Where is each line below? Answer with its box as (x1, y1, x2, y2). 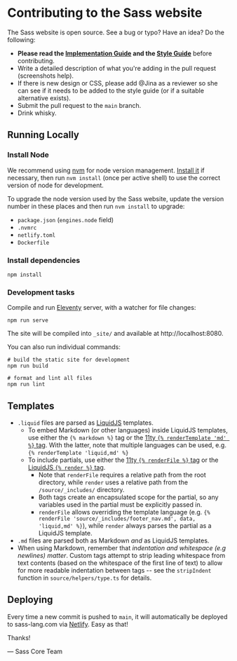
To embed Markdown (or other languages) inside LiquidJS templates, (27, 426, 228, 435)
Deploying (7, 594, 53, 606)
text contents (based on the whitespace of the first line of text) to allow (17, 559, 223, 567)
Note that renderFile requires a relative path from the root (38, 471, 207, 479)
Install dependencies (7, 255, 81, 265)
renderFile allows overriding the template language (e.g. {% (38, 508, 210, 517)
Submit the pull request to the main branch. (17, 101, 142, 109)
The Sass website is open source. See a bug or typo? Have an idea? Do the (7, 28, 224, 36)
